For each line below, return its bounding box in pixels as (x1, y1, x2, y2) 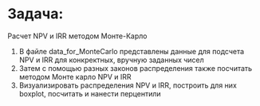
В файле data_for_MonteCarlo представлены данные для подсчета (18, 46, 245, 56)
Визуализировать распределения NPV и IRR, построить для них (18, 80, 237, 90)
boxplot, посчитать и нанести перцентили (18, 88, 161, 98)
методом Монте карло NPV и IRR (18, 72, 132, 81)
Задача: (7, 5, 64, 23)
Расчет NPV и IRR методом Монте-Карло (7, 31, 148, 41)
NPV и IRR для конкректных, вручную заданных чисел (18, 55, 204, 65)
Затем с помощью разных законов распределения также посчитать (18, 63, 253, 73)
